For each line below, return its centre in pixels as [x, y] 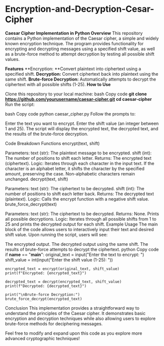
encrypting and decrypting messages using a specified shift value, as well [80, 49]
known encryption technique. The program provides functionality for [74, 43]
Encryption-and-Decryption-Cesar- [80, 9]
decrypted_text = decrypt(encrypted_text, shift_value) [63, 282]
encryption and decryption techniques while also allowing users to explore [80, 318]
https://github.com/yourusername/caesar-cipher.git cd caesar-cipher [79, 99]
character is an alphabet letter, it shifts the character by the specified [75, 169]
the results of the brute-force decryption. [47, 134]
